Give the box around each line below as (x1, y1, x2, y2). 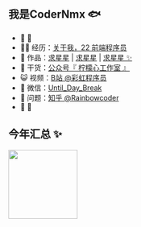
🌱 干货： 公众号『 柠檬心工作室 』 (19, 63, 131, 72)
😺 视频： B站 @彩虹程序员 (19, 72, 107, 82)
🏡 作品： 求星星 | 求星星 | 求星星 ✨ (19, 52, 133, 62)
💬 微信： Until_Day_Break (19, 83, 102, 93)
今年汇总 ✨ (8, 127, 63, 141)
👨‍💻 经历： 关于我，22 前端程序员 (19, 43, 127, 52)
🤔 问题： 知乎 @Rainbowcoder (19, 93, 119, 102)
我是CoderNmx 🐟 (8, 7, 102, 22)
